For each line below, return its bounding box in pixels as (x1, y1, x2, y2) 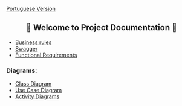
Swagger (15, 45, 38, 52)
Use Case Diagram (15, 87, 62, 94)
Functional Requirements (15, 51, 77, 58)
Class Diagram (15, 80, 52, 87)
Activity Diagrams (15, 93, 60, 100)
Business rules (15, 39, 52, 46)
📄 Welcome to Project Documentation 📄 (26, 22, 177, 33)
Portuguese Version (6, 5, 56, 12)
